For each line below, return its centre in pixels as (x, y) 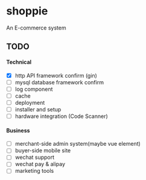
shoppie (27, 11)
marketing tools (34, 171)
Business (18, 130)
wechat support (35, 157)
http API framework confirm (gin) (56, 75)
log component (34, 89)
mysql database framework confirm (59, 82)
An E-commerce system (36, 28)
